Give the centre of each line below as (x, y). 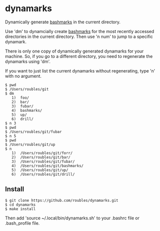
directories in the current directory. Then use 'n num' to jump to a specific (79, 36)
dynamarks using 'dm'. (28, 61)
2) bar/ (20, 102)
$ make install (20, 209)
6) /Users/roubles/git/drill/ (43, 174)
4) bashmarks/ (27, 110)
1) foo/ (20, 98)
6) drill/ (23, 119)
